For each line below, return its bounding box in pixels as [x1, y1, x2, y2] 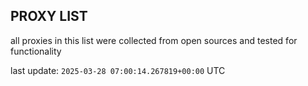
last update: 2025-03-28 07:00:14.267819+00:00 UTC [10, 64, 226, 76]
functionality [10, 45, 62, 57]
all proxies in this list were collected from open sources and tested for [10, 34, 298, 46]
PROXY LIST [10, 8, 88, 25]
